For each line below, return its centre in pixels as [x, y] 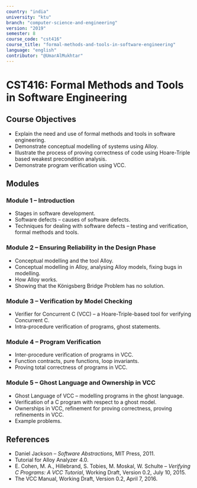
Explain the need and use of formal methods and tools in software [95, 133]
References [28, 439]
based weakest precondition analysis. [61, 159]
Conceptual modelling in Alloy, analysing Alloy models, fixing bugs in [98, 267]
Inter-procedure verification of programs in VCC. [74, 355]
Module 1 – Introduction [41, 200]
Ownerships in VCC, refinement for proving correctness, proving [93, 408]
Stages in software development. [55, 213]
